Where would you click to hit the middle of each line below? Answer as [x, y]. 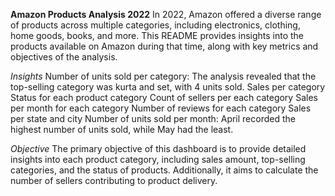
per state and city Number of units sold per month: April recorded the [153, 118]
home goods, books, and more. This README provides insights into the [157, 35]
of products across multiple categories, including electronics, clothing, [155, 25]
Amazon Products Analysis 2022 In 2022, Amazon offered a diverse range [166, 14]
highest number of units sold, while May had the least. [122, 129]
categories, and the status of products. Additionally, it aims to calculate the [164, 170]
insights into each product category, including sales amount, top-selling [158, 159]
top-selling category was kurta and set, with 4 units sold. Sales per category [168, 87]
